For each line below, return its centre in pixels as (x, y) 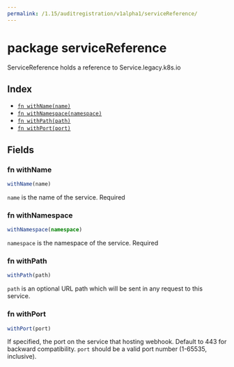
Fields (21, 150)
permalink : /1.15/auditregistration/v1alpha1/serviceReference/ (102, 14)
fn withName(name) (44, 106)
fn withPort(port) (44, 129)
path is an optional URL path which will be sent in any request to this (105, 288)
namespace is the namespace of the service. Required (83, 243)
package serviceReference (87, 48)
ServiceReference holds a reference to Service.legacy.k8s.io (94, 67)
